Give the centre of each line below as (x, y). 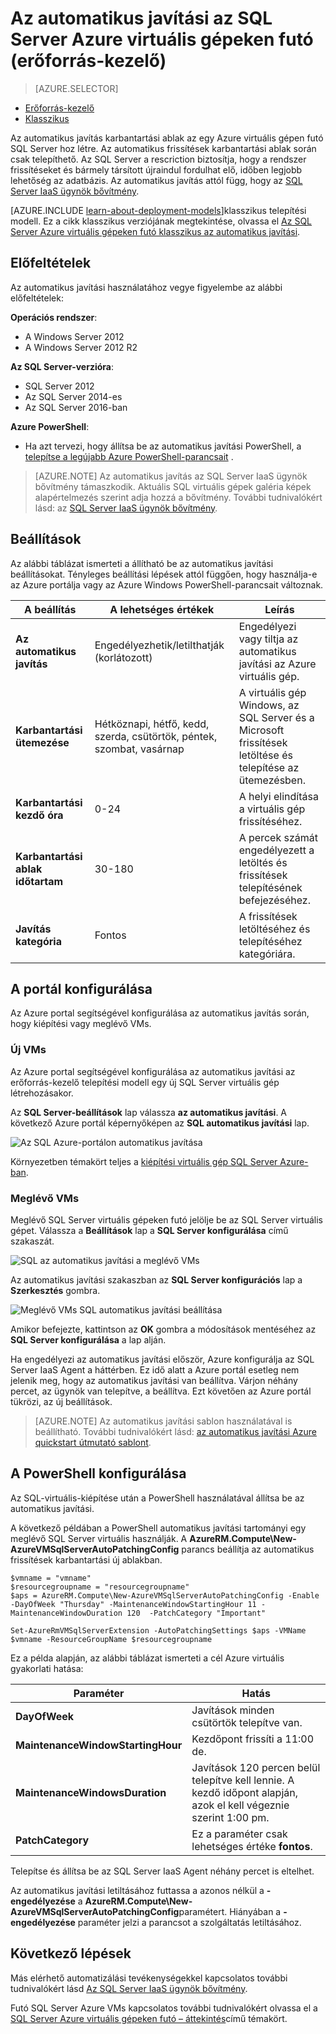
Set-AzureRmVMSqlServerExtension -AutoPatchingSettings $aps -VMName (158, 1630)
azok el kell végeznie (240, 1805)
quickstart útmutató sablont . (93, 1442)
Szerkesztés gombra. (55, 1290)
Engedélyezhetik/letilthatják (159, 645)
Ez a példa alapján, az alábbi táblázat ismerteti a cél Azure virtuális (147, 1658)
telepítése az (269, 767)
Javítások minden (233, 1710)
